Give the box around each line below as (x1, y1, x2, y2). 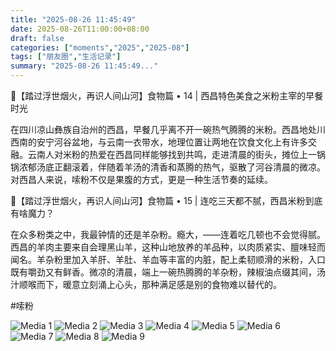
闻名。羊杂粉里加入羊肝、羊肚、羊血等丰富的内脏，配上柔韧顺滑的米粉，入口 (10, 254, 326, 265)
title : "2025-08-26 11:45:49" (10, 14, 137, 25)
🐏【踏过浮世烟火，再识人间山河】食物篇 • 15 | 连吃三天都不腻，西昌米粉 (10, 195, 306, 206)
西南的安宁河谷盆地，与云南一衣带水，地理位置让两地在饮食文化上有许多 (10, 136, 308, 148)
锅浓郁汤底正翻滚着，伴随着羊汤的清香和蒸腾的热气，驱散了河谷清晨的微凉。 (10, 161, 326, 173)
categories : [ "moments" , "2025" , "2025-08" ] (10, 42, 190, 53)
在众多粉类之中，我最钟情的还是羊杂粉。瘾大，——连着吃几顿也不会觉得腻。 (10, 229, 326, 240)
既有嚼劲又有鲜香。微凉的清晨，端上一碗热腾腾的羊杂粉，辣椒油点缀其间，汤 (10, 266, 326, 278)
